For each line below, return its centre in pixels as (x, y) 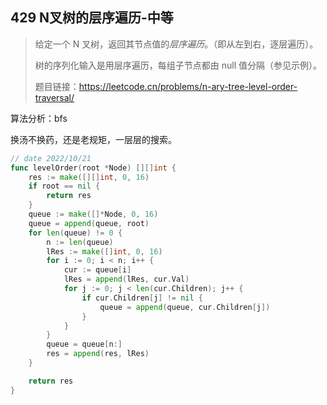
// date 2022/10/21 (51, 158)
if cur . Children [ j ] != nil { (142, 298)
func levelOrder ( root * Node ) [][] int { (93, 168)
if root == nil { (64, 186)
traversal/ (54, 97)
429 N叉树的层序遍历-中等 (92, 18)
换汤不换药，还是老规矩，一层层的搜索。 (93, 139)
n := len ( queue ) (80, 242)
